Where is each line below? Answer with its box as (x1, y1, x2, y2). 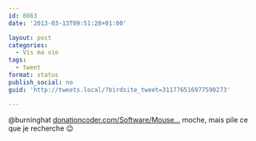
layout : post (8, 34, 52, 42)
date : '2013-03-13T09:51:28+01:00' (8, 19, 127, 27)
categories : (8, 41, 48, 49)
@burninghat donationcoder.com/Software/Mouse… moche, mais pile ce (8, 115, 248, 124)
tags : (8, 56, 26, 64)
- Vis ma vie (15, 49, 59, 57)
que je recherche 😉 (8, 123, 74, 133)
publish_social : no (8, 78, 74, 87)
